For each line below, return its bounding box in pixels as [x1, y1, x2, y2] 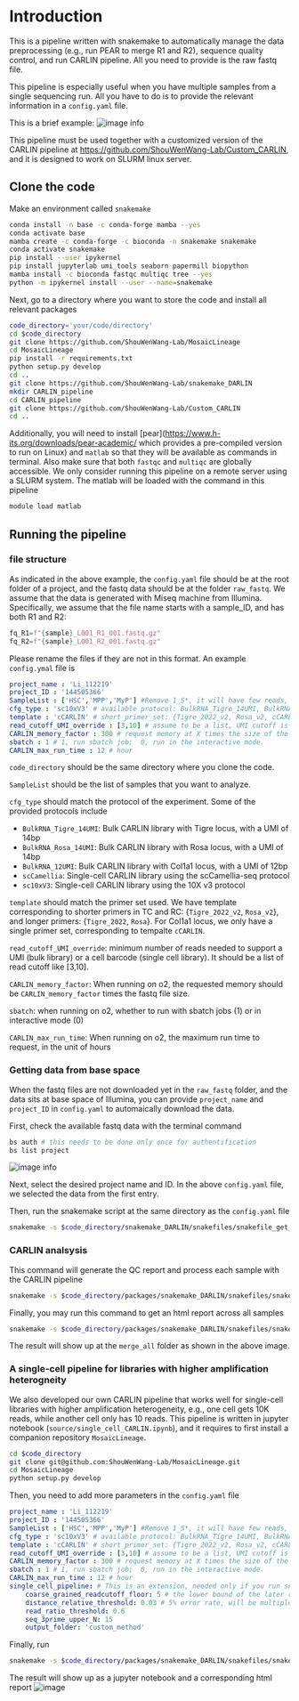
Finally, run [9, 1640, 50, 1650]
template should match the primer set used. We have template [9, 897, 238, 908]
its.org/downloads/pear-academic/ [9, 438, 137, 449]
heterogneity [9, 1373, 67, 1386]
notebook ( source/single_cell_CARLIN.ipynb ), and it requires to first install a [9, 1422, 289, 1433]
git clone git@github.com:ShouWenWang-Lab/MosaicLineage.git [9, 1457, 241, 1466]
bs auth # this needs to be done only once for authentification [9, 1138, 256, 1146]
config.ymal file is [9, 662, 76, 673]
